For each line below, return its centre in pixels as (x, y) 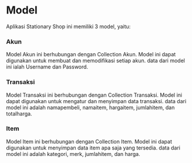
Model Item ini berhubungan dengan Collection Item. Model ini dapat (89, 141)
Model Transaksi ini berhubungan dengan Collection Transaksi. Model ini (94, 95)
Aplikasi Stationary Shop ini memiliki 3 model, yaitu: (68, 26)
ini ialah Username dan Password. (47, 67)
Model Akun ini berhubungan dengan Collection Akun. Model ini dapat (91, 55)
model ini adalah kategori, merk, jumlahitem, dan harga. (73, 154)
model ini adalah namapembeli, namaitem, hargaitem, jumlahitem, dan (90, 107)
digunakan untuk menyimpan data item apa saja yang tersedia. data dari (93, 148)
